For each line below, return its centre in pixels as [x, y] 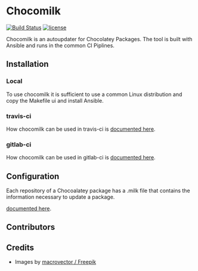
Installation [27, 64]
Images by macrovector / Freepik [55, 262]
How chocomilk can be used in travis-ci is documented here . [81, 129]
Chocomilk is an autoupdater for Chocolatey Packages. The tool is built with [99, 39]
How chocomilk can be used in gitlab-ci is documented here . [81, 158]
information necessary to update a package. [61, 197]
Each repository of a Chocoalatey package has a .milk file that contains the [98, 191]
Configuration [33, 176]
